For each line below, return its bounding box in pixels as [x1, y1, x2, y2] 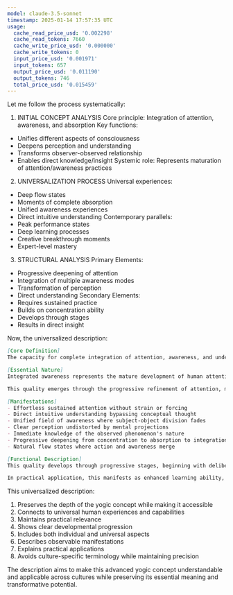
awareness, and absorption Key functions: [17, 121, 139, 129]
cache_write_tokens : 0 [13, 49, 79, 56]
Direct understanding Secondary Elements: [17, 291, 141, 300]
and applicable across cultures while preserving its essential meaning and [7, 573, 218, 581]
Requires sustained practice [17, 299, 98, 307]
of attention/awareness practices [17, 164, 112, 172]
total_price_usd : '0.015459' [13, 81, 98, 88]
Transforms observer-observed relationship [17, 149, 142, 157]
